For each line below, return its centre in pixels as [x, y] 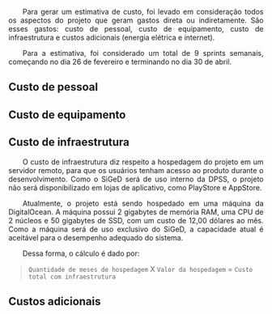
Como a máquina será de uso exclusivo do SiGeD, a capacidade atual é [136, 229]
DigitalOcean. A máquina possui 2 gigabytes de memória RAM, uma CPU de [136, 212]
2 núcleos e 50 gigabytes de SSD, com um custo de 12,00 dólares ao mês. [136, 220]
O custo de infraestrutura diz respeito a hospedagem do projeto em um [143, 162]
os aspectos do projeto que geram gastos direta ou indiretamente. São [136, 20]
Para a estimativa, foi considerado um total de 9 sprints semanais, [143, 53]
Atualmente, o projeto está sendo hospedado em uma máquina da [143, 203]
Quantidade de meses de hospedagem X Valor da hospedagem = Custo [140, 269]
